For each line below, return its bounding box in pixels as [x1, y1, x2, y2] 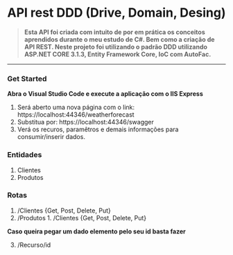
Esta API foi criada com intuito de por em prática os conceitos [24, 28, 206, 36]
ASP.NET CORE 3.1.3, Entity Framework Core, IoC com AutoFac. [24, 50, 212, 58]
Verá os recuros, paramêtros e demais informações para [17, 125, 179, 133]
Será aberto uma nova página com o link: [17, 103, 135, 112]
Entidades [7, 150, 42, 160]
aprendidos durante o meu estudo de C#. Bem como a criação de [24, 35, 215, 43]
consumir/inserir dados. [17, 133, 85, 141]
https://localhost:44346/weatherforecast [17, 110, 135, 119]
